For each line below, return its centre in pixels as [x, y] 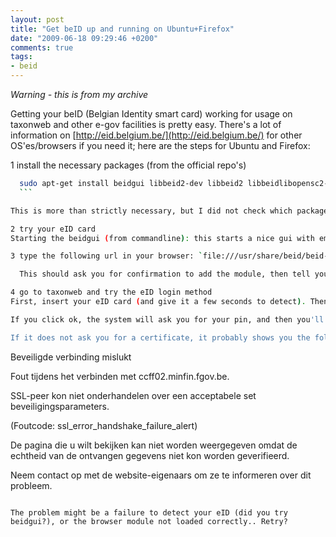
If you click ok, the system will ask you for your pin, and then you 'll [167, 319]
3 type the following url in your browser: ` [106, 256]
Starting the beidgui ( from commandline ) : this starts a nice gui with [162, 238]
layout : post [37, 19]
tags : [21, 57]
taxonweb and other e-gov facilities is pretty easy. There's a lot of [146, 124]
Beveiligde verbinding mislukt [71, 357]
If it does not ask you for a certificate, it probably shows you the [160, 337]
